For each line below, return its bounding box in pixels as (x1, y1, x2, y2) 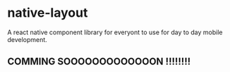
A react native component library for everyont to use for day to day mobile (7, 28, 223, 36)
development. (7, 35, 47, 43)
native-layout (7, 5, 88, 21)
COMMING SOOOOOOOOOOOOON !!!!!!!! (7, 56, 191, 68)
